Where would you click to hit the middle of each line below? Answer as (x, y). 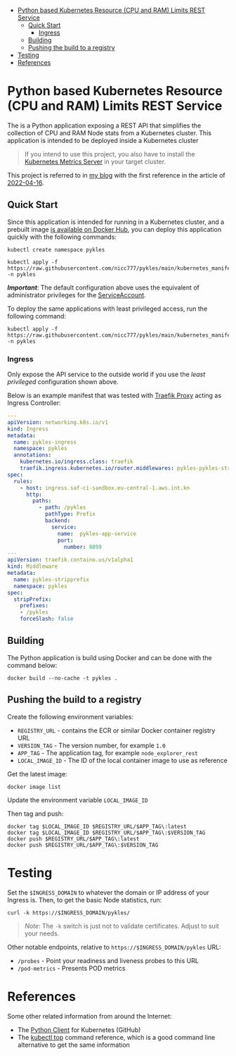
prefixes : (34, 606)
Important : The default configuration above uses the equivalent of (104, 287)
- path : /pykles (62, 508)
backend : (58, 521)
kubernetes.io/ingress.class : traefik (77, 462)
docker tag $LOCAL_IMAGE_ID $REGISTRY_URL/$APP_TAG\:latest (97, 826)
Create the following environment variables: (70, 716)
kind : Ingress (28, 429)
